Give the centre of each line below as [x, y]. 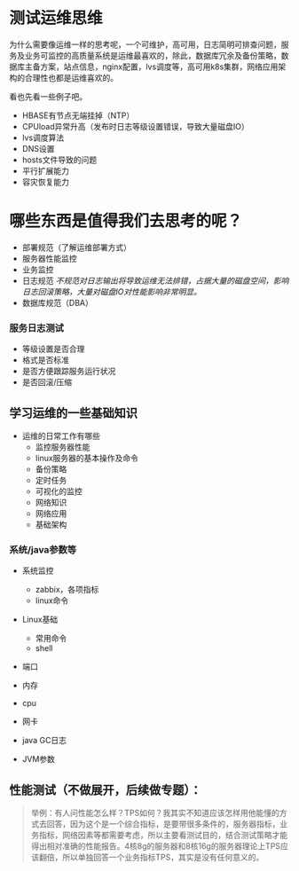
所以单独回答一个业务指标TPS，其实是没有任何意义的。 [163, 858]
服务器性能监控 [49, 258]
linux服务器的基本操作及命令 [87, 458]
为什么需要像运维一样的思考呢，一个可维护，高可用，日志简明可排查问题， [145, 44]
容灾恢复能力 [45, 182]
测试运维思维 [56, 18]
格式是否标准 [45, 360]
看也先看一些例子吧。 [48, 96]
